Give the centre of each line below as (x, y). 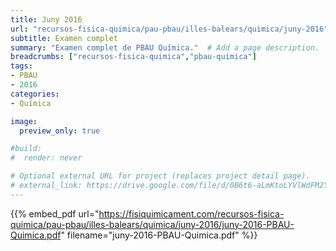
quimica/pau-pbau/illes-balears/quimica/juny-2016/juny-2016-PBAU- (152, 224)
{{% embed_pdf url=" (55, 213)
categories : (35, 94)
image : (24, 121)
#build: (26, 149)
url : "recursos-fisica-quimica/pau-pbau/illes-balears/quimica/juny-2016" (169, 29)
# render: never (46, 158)
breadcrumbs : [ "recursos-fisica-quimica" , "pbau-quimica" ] (133, 57)
